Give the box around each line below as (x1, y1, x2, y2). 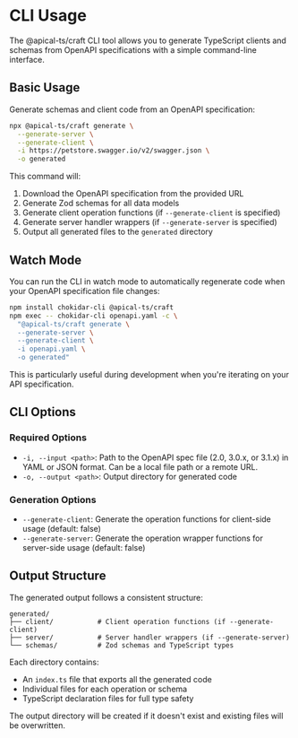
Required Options (9, 431, 88, 444)
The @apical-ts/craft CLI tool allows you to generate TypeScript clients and (9, 35, 286, 46)
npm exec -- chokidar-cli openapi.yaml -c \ (9, 311, 178, 320)
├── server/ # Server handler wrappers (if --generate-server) (9, 633, 291, 642)
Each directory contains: (9, 656, 100, 667)
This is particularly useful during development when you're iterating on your (9, 369, 289, 380)
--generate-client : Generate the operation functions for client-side (21, 514, 271, 525)
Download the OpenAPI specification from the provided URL (21, 188, 244, 199)
